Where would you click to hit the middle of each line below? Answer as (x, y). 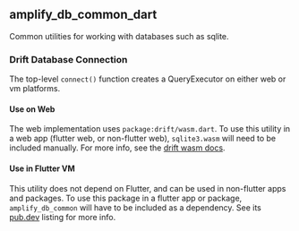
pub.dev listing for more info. (63, 217)
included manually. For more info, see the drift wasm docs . (117, 148)
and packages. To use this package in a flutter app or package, (126, 198)
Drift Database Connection (68, 59)
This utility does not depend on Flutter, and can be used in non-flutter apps (148, 188)
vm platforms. (35, 89)
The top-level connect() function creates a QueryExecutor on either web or (148, 79)
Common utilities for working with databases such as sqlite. (120, 36)
